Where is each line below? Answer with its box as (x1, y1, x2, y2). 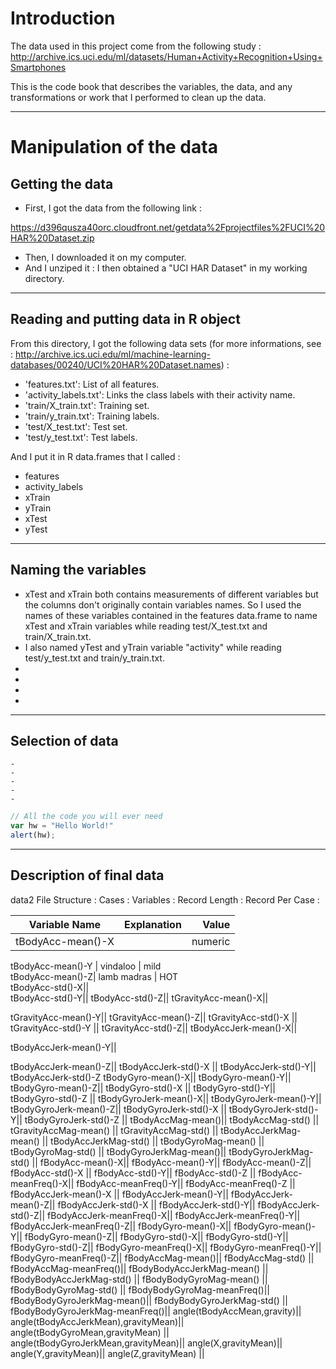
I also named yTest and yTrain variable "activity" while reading (24, 641, 282, 653)
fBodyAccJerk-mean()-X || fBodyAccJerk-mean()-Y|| (10, 1188, 229, 1200)
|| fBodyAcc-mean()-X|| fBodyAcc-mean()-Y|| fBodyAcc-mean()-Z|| (31, 1156, 312, 1168)
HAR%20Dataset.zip (10, 232, 95, 244)
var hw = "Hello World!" (10, 821, 114, 831)
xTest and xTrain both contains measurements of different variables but (24, 588, 319, 600)
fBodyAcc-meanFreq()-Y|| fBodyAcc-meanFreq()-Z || (76, 1177, 296, 1189)
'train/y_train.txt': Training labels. (24, 410, 160, 422)
